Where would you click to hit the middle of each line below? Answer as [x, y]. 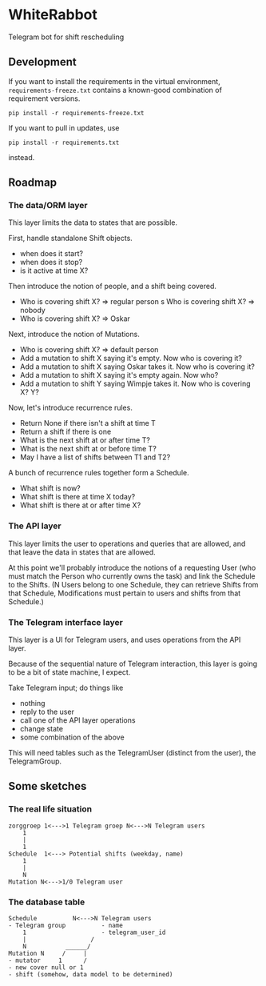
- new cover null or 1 [46, 968]
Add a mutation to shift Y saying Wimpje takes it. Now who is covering [135, 384]
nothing [32, 703]
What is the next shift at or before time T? [88, 449]
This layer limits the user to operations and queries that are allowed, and [127, 543]
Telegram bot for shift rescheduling [66, 37]
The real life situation [50, 809]
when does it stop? [51, 263]
